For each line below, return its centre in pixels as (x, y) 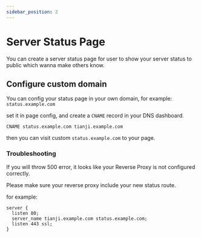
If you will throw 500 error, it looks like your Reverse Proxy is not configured (101, 167)
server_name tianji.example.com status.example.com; (80, 219)
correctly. (18, 173)
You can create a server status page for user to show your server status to (99, 59)
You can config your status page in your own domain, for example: (89, 99)
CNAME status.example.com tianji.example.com (64, 127)
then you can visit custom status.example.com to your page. (81, 138)
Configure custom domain (57, 84)
